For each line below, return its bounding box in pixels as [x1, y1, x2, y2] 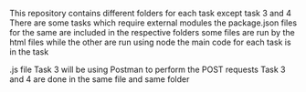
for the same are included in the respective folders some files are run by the [9, 27, 295, 37]
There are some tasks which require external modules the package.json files [9, 17, 298, 28]
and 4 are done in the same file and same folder [9, 74, 190, 85]
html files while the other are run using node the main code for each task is [9, 36, 291, 47]
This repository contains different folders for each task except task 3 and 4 [9, 8, 292, 18]
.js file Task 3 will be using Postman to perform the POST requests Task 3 [9, 64, 286, 75]
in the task [9, 46, 49, 57]
